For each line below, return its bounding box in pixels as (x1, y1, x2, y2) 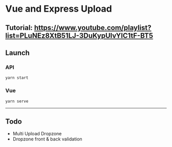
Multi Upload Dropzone (12, 131, 62, 137)
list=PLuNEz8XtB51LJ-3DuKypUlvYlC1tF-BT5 (5, 31, 154, 40)
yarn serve (5, 99, 29, 104)
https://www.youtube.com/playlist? (34, 23, 152, 32)
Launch (5, 48, 30, 57)
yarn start (5, 75, 29, 80)
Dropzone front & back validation (12, 136, 83, 142)
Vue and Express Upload (5, 3, 112, 15)
